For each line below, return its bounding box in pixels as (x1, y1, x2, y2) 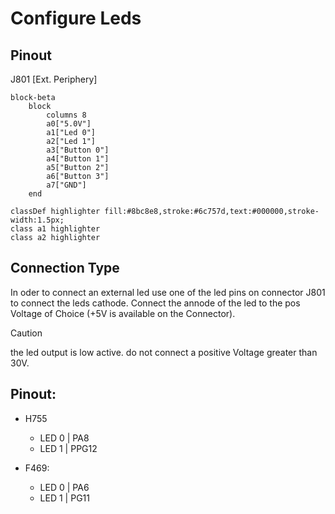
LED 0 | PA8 (39, 432, 90, 444)
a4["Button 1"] (46, 154, 110, 164)
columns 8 (46, 110, 87, 120)
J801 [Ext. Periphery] (10, 73, 98, 85)
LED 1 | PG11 (39, 492, 90, 504)
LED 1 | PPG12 (39, 442, 98, 454)
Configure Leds (10, 7, 142, 30)
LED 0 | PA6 (39, 481, 90, 493)
